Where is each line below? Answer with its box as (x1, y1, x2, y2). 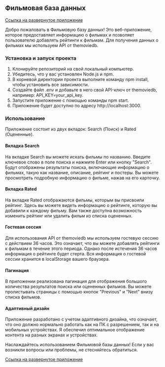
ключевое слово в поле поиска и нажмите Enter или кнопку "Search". (5, 159, 152, 165)
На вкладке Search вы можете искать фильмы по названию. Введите (5, 154, 151, 160)
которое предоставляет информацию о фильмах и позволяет (5, 32, 134, 38)
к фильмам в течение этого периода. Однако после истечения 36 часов (5, 245, 157, 251)
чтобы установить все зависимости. (12, 82, 89, 88)
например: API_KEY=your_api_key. (12, 92, 84, 98)
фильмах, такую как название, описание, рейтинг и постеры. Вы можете (5, 169, 159, 175)
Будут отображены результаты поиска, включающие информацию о (5, 164, 150, 170)
